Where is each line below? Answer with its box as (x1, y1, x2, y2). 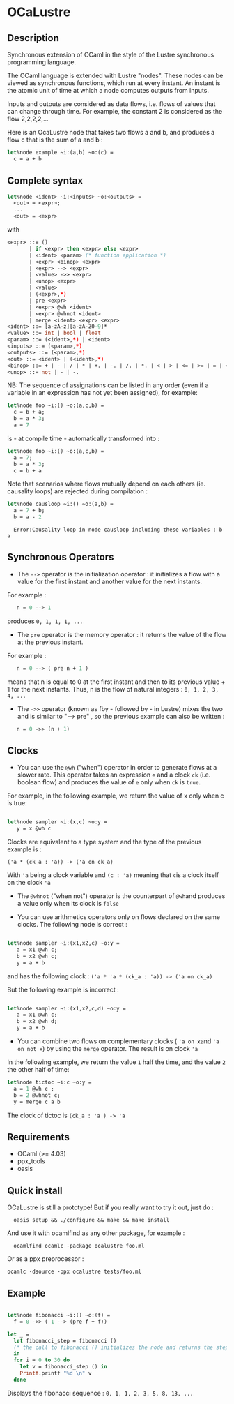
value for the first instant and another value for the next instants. (17, 577, 203, 585)
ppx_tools (17, 1157, 45, 1165)
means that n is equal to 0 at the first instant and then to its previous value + (7, 678, 226, 686)
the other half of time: (7, 1066, 70, 1074)
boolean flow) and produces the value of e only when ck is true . (17, 778, 201, 786)
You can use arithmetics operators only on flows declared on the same (17, 913, 221, 921)
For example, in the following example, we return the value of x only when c (7, 791, 224, 800)
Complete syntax (7, 175, 84, 187)
